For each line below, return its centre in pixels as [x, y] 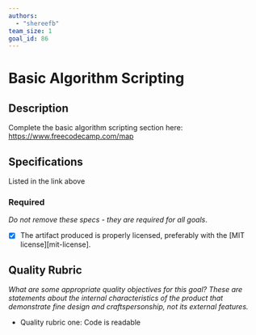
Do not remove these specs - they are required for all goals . [108, 220]
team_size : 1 [30, 31]
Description [38, 108]
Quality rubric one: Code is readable [80, 322]
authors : [23, 16]
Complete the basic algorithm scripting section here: [96, 128]
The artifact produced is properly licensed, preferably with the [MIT [132, 235]
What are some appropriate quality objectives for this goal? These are [126, 290]
